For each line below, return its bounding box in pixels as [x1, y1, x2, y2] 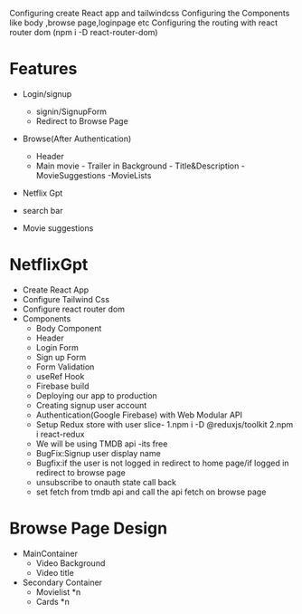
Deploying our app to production [35, 389, 158, 401]
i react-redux [35, 428, 85, 439]
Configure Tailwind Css [22, 293, 110, 304]
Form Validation [35, 361, 95, 372]
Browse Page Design [9, 518, 168, 539]
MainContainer [22, 548, 79, 559]
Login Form [35, 341, 79, 352]
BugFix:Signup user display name [35, 447, 161, 458]
